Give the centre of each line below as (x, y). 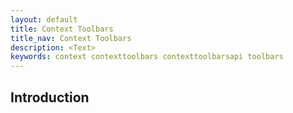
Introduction (50, 97)
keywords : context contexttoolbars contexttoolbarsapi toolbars (147, 57)
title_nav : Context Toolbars (71, 38)
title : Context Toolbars (62, 29)
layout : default (44, 19)
